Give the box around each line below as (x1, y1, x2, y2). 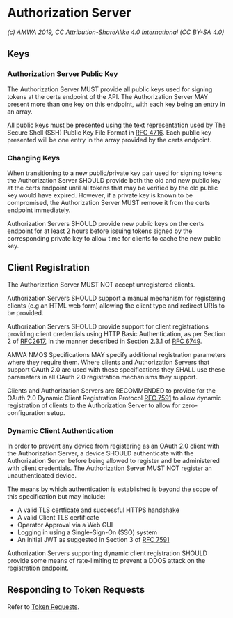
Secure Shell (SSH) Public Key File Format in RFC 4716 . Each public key (7, 128, 212, 137)
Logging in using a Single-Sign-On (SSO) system (17, 528, 158, 536)
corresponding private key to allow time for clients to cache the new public (7, 234, 221, 242)
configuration (7, 408, 46, 416)
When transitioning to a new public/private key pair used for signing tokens (7, 169, 223, 177)
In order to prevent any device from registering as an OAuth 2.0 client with (7, 442, 220, 451)
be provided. (7, 308, 44, 317)
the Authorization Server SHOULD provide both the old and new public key (7, 176, 221, 184)
